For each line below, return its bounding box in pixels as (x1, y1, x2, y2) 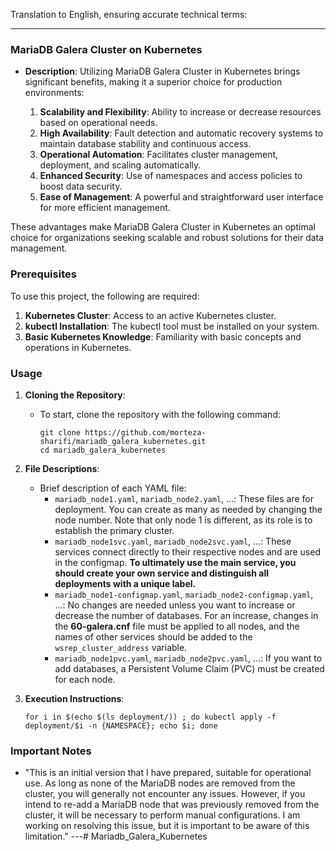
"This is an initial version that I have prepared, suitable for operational (24, 767, 312, 779)
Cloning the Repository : (24, 389, 126, 401)
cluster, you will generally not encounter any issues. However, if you (24, 788, 306, 800)
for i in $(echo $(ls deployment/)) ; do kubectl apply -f (24, 712, 277, 722)
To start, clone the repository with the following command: (39, 408, 281, 420)
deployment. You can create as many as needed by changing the (54, 503, 323, 515)
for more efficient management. (39, 202, 171, 214)
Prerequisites (10, 267, 77, 281)
